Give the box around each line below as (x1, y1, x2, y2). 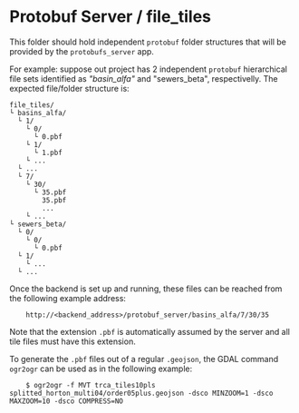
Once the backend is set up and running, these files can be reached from (9, 283, 283, 294)
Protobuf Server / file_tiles (9, 6, 211, 27)
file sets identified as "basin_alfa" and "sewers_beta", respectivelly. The (9, 73, 278, 84)
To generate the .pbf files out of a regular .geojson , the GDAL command (9, 353, 279, 364)
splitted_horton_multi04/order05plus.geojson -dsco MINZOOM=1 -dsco (9, 388, 274, 398)
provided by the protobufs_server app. (9, 45, 154, 56)
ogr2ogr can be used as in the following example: (9, 363, 193, 374)
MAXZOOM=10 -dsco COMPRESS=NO (9, 397, 124, 406)
